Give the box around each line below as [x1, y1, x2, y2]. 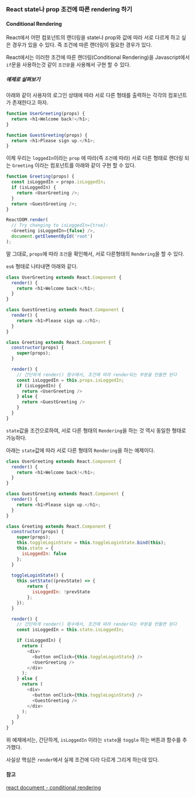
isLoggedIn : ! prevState [32, 589, 91, 595]
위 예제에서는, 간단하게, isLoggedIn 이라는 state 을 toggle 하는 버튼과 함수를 [6, 736, 182, 744]
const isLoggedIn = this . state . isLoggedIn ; [16, 627, 125, 633]
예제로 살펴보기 [6, 75, 41, 83]
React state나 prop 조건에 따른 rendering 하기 [6, 5, 133, 13]
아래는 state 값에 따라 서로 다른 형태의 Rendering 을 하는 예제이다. [6, 447, 155, 454]
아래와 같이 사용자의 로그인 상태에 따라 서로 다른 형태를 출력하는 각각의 [6, 92, 167, 99]
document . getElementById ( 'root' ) [11, 233, 93, 239]
